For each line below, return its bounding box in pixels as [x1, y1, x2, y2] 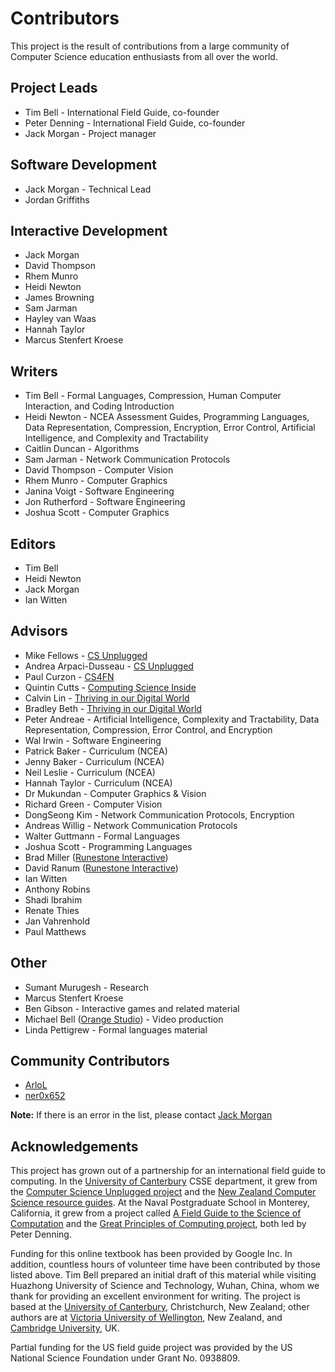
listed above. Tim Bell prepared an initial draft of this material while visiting [10, 1269, 317, 1281]
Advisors [10, 623, 68, 640]
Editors [10, 535, 57, 552]
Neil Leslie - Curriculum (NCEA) [24, 766, 156, 778]
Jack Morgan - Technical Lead [24, 183, 152, 195]
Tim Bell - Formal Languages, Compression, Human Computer [24, 390, 282, 402]
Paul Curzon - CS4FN [24, 670, 115, 682]
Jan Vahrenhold [24, 915, 91, 927]
